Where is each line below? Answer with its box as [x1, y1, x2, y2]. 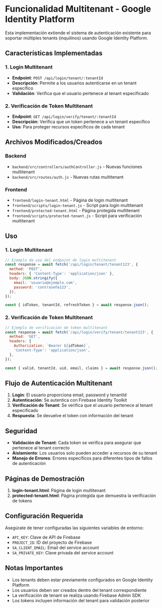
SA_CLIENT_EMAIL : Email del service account [12, 544, 99, 551]
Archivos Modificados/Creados [5, 138, 103, 147]
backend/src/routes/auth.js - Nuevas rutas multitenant [12, 174, 124, 180]
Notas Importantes [5, 564, 63, 572]
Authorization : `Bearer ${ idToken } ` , [14, 343, 90, 349]
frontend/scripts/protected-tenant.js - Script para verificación [12, 213, 142, 219]
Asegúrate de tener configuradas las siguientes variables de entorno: [5, 525, 144, 531]
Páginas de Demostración [5, 475, 85, 483]
